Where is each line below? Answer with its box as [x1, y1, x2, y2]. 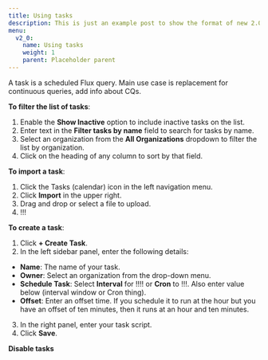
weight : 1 [22, 49, 56, 57]
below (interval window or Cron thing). [19, 288, 147, 297]
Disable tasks [8, 343, 54, 353]
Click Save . [19, 328, 58, 338]
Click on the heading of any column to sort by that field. [19, 151, 203, 160]
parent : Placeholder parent [22, 57, 116, 65]
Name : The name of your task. [19, 262, 121, 272]
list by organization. [19, 143, 85, 152]
